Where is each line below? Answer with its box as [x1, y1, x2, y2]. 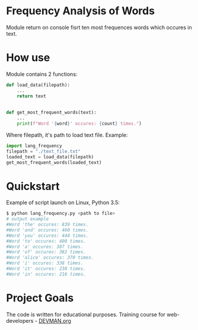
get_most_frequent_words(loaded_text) [6, 159, 102, 166]
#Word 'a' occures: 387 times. [6, 243, 84, 250]
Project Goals [6, 291, 74, 304]
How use [6, 51, 50, 65]
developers [6, 317, 34, 324]
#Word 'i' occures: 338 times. [6, 260, 84, 266]
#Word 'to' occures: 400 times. [6, 238, 86, 244]
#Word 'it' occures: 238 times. [6, 266, 86, 272]
